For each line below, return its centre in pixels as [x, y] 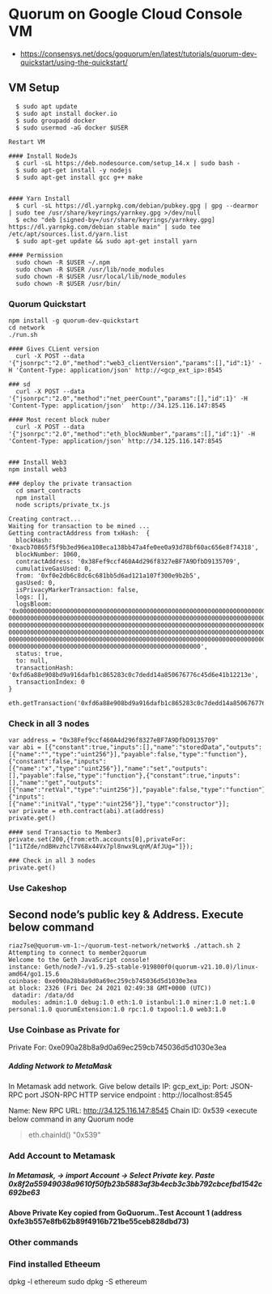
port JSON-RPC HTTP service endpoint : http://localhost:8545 [129, 1095]
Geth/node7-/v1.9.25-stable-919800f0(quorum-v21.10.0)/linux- [151, 967]
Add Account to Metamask [62, 1156]
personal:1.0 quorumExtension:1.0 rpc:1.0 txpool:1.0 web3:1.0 [117, 1010]
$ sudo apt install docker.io [66, 113]
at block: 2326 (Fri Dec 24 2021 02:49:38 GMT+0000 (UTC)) [110, 989]
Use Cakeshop [38, 888]
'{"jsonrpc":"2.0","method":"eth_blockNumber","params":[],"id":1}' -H [132, 434]
